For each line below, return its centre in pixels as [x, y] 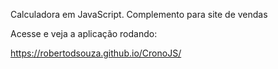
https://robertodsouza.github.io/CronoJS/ [96, 53]
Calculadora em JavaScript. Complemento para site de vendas [139, 14]
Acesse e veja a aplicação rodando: [84, 33]
